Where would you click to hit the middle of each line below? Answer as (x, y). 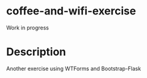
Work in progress (28, 28)
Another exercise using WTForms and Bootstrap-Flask (74, 68)
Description (36, 52)
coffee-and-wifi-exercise (71, 11)
